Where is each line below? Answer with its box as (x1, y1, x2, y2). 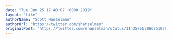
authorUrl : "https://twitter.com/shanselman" (5, 21, 103, 27)
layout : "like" (5, 12, 38, 17)
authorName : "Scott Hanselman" (5, 17, 72, 22)
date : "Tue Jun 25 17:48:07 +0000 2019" (5, 7, 93, 13)
